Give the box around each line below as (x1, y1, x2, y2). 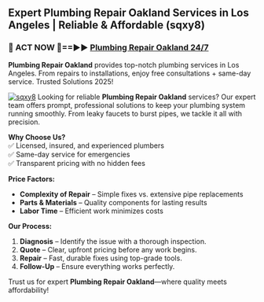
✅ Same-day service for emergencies (8, 149, 130, 159)
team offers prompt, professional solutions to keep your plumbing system (8, 100, 246, 109)
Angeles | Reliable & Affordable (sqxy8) (8, 19, 206, 32)
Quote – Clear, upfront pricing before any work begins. (19, 245, 198, 254)
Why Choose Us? (8, 132, 66, 142)
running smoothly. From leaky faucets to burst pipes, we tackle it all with (8, 109, 242, 118)
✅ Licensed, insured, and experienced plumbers (8, 141, 165, 150)
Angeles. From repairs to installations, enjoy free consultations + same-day (8, 68, 251, 78)
